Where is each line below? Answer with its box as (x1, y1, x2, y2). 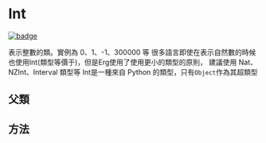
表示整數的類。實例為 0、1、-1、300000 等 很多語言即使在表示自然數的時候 (8, 47, 256, 56)
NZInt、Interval (8, 67, 58, 76)
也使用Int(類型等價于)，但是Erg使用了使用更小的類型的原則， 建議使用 (8, 57, 237, 67)
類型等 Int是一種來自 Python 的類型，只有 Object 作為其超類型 (59, 67, 258, 76)
